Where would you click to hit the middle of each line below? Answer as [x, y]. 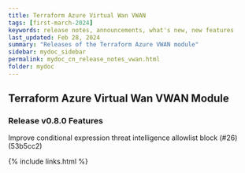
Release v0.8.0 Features [56, 121]
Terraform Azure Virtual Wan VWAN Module [119, 99]
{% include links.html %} [48, 161]
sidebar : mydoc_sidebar [47, 52]
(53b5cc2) [25, 146]
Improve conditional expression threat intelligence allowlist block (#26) [123, 138]
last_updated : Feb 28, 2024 [54, 37]
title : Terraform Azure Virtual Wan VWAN [77, 15]
